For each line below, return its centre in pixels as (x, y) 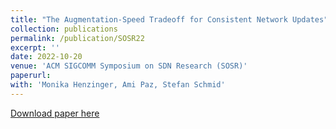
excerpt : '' (35, 47)
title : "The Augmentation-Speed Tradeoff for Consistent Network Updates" (169, 19)
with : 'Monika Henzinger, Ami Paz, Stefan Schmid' (118, 85)
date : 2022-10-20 (46, 57)
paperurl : (31, 76)
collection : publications (64, 29)
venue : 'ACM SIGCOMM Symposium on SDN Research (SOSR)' (129, 66)
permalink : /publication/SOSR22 (77, 38)
